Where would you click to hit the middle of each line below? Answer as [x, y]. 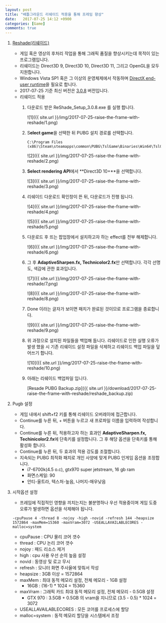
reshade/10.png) [44, 368]
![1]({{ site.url [40, 118]
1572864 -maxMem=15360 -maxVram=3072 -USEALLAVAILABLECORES [75, 523]
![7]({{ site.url [41, 279]
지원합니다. [30, 72]
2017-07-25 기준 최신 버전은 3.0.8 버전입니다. [64, 91]
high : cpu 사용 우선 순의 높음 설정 [53, 556]
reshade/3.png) [43, 187]
